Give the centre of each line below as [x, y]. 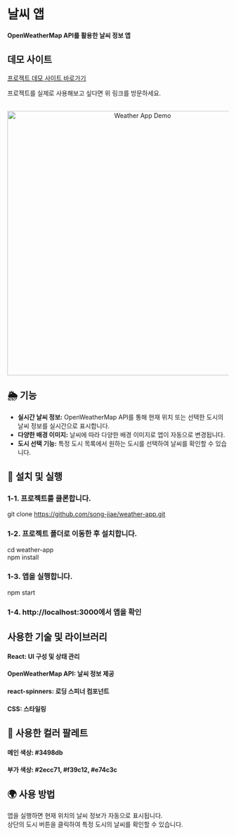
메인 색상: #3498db [35, 752]
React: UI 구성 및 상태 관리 [44, 656]
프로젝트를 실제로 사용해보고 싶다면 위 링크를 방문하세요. [84, 93]
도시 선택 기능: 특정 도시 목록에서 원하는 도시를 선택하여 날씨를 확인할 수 [116, 443]
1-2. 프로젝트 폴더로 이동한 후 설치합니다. [72, 534]
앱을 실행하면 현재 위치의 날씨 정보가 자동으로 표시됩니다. [85, 815]
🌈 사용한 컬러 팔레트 [48, 733]
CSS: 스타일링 [27, 709]
